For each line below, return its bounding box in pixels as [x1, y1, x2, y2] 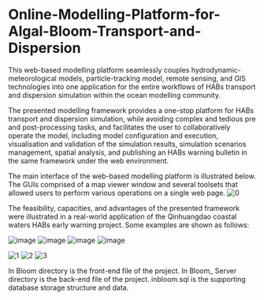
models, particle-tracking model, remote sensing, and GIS [58, 73, 247, 83]
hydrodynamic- [191, 65, 242, 74]
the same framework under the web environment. [8, 156, 169, 165]
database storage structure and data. [8, 283, 129, 292]
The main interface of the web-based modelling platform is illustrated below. [8, 171, 256, 181]
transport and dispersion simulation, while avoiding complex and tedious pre [8, 114, 256, 123]
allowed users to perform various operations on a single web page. [8, 188, 226, 197]
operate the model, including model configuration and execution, [8, 130, 219, 140]
